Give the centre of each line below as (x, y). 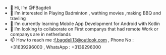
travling (18, 18)
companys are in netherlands (40, 34)
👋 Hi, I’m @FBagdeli (31, 8)
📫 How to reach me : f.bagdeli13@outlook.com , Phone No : (72, 40)
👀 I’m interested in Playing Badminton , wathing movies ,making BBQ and (86, 13)
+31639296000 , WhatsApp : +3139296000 (56, 47)
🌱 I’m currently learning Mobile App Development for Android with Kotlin (85, 23)
